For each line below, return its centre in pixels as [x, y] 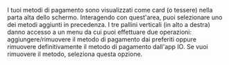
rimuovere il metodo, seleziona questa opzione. [75, 54]
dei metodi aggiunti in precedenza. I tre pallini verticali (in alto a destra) [109, 25]
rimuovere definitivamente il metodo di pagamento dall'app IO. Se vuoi [108, 47]
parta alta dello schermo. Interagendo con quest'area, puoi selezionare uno [115, 17]
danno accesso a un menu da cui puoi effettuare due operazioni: [100, 32]
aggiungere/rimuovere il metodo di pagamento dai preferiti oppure [102, 39]
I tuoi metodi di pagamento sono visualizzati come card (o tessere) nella [110, 10]
